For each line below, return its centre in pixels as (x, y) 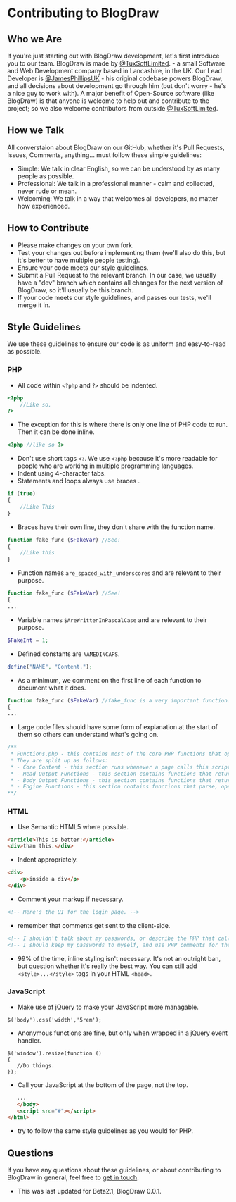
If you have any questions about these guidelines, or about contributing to (114, 1170)
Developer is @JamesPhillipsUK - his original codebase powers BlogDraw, (115, 78)
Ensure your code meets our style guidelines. (83, 267)
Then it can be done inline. (56, 432)
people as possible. (46, 176)
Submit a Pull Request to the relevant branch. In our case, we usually (117, 275)
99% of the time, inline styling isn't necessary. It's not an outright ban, (119, 958)
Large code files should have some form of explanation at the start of (118, 727)
